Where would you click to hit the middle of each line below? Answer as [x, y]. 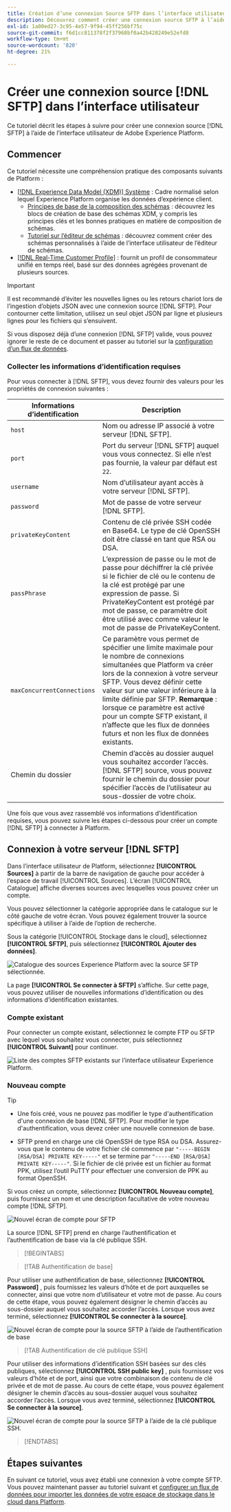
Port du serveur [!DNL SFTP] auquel [161, 446]
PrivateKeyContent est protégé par [158, 602]
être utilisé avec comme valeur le [155, 619]
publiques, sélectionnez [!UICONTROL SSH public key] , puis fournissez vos [115, 1371]
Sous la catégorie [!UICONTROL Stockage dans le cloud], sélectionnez [107, 936]
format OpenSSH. [42, 1178]
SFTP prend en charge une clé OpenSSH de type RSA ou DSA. [106, 1141]
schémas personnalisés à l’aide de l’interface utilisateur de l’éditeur [122, 243]
